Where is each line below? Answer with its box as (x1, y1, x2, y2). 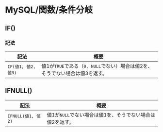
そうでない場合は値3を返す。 (41, 70, 108, 77)
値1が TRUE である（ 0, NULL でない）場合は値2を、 (41, 63, 153, 69)
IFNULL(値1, (7, 113, 34, 119)
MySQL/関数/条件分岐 (5, 4, 93, 16)
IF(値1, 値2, (7, 64, 36, 69)
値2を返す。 (47, 118, 74, 125)
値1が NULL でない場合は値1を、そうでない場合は (47, 111, 156, 118)
